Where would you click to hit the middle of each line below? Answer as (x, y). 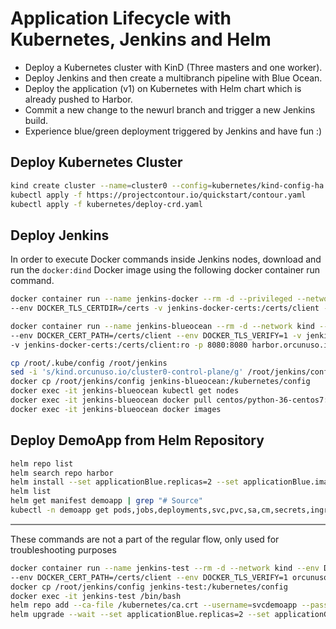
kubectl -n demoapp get (60, 510)
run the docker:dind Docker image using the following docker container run (165, 270)
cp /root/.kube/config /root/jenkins (89, 363)
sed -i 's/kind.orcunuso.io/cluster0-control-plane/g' (127, 372)
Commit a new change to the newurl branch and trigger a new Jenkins (170, 109)
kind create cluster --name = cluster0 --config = (111, 185)
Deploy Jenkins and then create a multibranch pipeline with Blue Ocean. (173, 78)
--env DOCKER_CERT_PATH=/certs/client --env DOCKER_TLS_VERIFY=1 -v (156, 335)
